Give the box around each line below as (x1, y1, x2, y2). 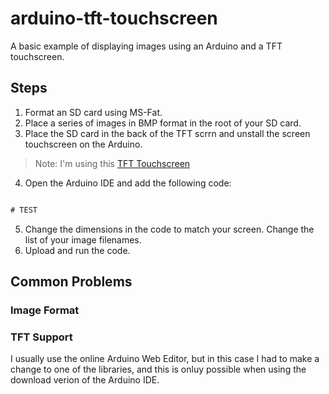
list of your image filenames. (24, 233, 142, 246)
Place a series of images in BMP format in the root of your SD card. (24, 117, 302, 129)
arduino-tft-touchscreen (10, 7, 218, 30)
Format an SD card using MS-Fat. (24, 106, 163, 118)
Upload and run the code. (24, 244, 131, 256)
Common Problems (10, 273, 133, 291)
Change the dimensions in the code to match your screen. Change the (24, 223, 315, 235)
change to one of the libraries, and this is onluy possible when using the (10, 363, 307, 376)
